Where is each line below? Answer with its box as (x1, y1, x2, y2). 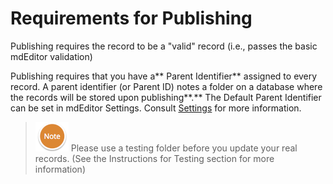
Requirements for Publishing (10, 7, 253, 30)
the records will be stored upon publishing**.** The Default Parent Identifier (10, 91, 322, 103)
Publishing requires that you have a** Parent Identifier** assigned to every (10, 70, 318, 82)
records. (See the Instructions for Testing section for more (34, 152, 275, 164)
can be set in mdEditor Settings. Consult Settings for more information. (10, 102, 302, 114)
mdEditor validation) (10, 50, 93, 62)
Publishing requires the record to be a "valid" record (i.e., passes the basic (10, 40, 318, 52)
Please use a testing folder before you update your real (70, 142, 298, 154)
